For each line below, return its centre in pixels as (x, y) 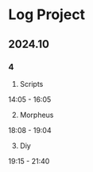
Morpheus (37, 115)
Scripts (31, 84)
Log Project (47, 15)
